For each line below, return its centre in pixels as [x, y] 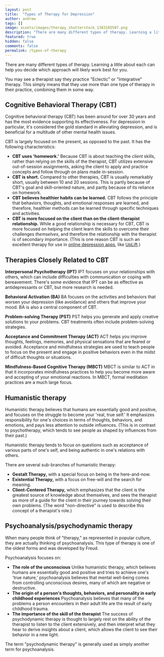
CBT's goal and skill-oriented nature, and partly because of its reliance [83, 187]
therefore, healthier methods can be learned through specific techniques [85, 208]
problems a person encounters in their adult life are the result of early [82, 603]
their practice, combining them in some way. [50, 89]
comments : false [21, 46]
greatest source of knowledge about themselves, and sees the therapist [84, 495]
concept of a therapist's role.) [42, 510]
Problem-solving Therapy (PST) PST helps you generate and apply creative [82, 317]
